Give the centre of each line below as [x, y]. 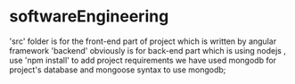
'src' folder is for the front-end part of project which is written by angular [143, 41]
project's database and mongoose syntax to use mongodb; [118, 70]
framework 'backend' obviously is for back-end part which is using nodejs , [148, 50]
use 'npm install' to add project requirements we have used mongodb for [143, 60]
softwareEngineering [89, 17]
